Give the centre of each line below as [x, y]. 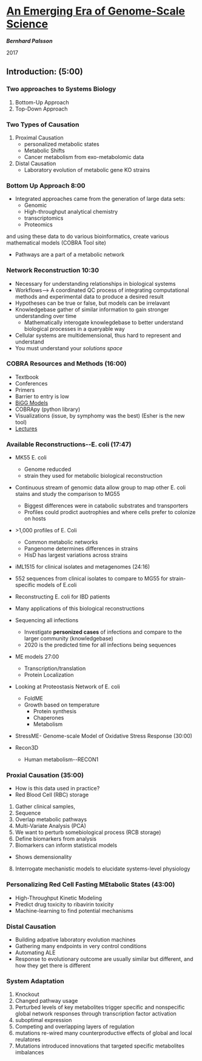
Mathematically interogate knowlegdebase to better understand [104, 322]
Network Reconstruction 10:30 [52, 270]
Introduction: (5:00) [45, 72]
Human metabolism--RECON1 [61, 759]
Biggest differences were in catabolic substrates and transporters [106, 506]
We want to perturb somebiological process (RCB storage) [88, 832]
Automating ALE [35, 952]
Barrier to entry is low [42, 396]
